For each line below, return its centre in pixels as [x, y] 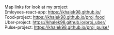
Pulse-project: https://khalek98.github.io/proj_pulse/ [57, 27]
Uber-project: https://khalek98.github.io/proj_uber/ [55, 22]
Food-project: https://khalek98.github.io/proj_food [55, 17]
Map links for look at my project [36, 7]
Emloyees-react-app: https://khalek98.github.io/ [53, 12]
